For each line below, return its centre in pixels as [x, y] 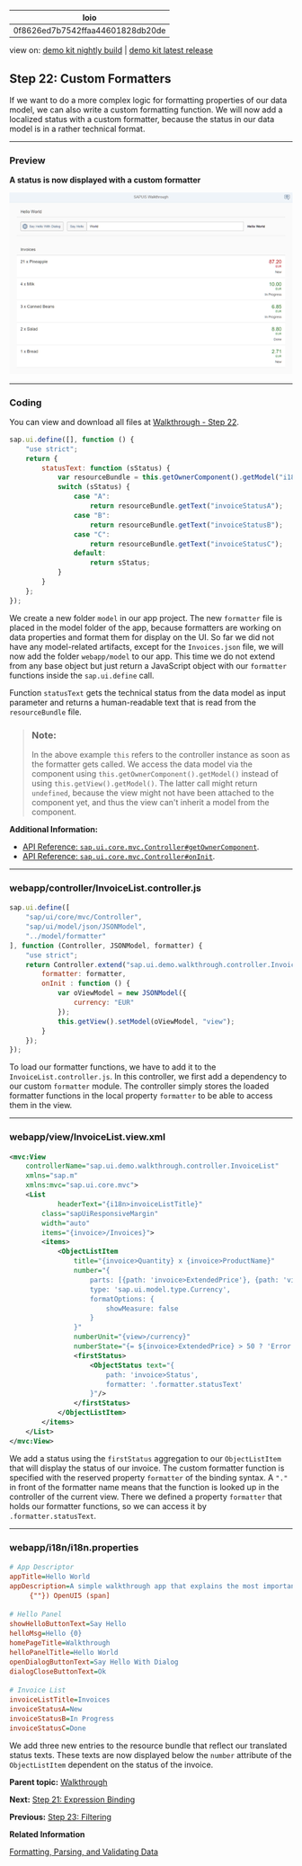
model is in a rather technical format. [77, 129]
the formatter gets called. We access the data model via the [142, 764]
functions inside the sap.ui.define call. [82, 675]
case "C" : [92, 534]
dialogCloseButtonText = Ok [58, 1671]
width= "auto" [66, 1223]
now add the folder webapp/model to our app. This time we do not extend [142, 656]
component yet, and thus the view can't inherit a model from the [150, 802]
